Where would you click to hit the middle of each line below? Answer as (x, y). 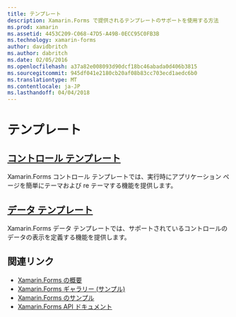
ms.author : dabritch (38, 54)
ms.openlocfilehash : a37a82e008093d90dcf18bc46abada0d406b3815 (102, 67)
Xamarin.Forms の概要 (50, 279)
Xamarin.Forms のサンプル (56, 297)
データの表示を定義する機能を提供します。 (69, 237)
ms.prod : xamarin (33, 27)
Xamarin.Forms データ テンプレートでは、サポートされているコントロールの (118, 228)
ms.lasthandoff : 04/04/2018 (49, 93)
